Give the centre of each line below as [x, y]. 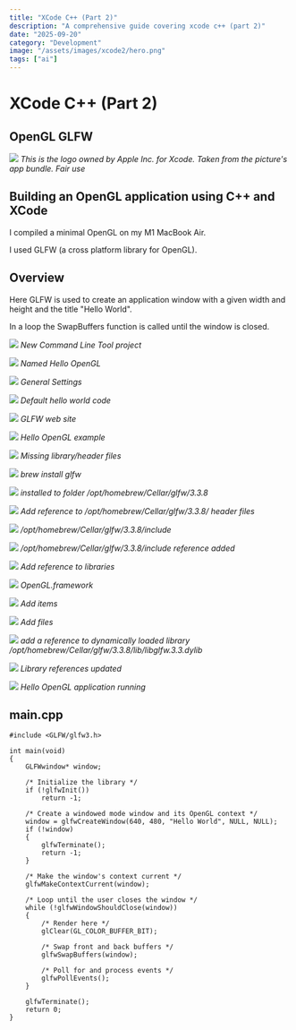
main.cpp [36, 715]
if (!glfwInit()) [58, 790]
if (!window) [50, 829]
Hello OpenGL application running [83, 687]
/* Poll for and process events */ [108, 971]
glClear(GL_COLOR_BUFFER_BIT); [100, 931]
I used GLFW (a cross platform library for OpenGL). [103, 249]
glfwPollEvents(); [76, 978]
